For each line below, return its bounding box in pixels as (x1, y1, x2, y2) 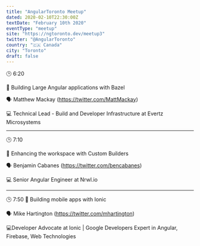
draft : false (6, 53, 39, 59)
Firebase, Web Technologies (6, 232, 76, 239)
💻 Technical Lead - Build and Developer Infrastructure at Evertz (6, 110, 164, 117)
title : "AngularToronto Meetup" (6, 8, 86, 15)
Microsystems (6, 118, 41, 125)
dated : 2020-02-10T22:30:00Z (6, 14, 79, 20)
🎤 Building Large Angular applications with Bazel (6, 84, 125, 91)
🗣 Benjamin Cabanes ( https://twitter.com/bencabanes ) (6, 162, 142, 169)
